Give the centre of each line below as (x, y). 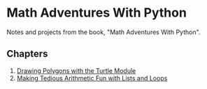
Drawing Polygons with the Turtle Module (76, 70)
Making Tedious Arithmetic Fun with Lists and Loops (92, 78)
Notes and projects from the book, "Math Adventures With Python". (103, 32)
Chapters (27, 54)
